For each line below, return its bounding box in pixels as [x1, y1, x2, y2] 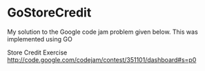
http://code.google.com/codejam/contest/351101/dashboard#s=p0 [7, 55, 197, 63]
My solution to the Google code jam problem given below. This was [7, 28, 198, 36]
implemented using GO [7, 34, 72, 43]
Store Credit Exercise [7, 48, 68, 57]
